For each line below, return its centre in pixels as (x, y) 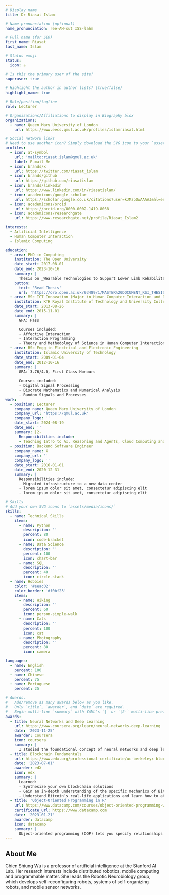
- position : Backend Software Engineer (52, 446)
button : (22, 283)
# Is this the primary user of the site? (49, 74)
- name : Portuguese (30, 684)
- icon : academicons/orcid (38, 204)
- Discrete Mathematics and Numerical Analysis (69, 390)
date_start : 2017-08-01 (39, 264)
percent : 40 (36, 572)
